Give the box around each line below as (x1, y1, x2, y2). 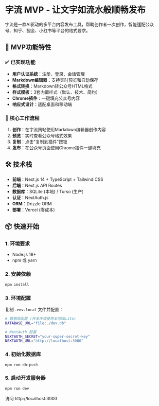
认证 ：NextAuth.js (12, 194, 49, 200)
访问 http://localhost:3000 (5, 395, 57, 401)
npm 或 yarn (12, 257, 37, 263)
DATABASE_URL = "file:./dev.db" (5, 320, 67, 326)
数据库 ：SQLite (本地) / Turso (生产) (12, 188, 84, 194)
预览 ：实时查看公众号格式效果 (12, 132, 72, 139)
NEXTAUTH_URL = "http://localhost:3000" (5, 338, 84, 343)
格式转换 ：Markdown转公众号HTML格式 (12, 83, 93, 89)
